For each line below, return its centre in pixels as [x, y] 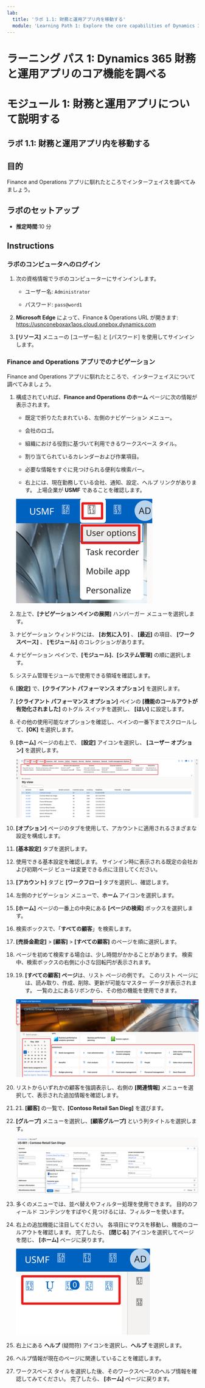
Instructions [30, 246]
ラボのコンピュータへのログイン [54, 264]
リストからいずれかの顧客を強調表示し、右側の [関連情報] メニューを [102, 1088]
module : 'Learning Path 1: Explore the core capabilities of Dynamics [104, 26]
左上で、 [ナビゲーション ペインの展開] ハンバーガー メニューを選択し [102, 614]
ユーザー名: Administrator [57, 292]
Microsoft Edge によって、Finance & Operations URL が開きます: [97, 317]
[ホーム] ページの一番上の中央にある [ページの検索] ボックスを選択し [102, 908]
